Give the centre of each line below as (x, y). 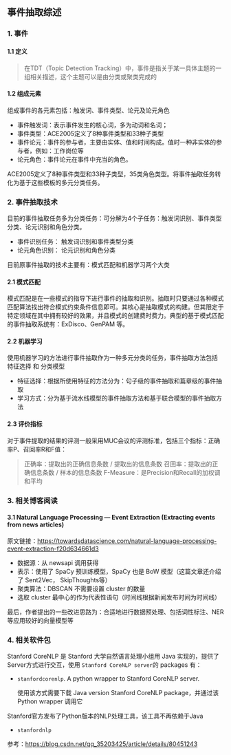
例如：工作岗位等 (59, 151)
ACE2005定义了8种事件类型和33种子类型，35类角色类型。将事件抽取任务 (111, 173)
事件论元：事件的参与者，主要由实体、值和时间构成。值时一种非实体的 (117, 142)
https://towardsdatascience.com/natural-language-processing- (127, 541)
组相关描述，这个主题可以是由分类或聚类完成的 (90, 76)
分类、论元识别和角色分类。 (46, 227)
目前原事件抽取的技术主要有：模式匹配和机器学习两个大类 (88, 265)
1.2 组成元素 (24, 94)
